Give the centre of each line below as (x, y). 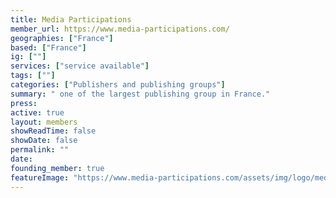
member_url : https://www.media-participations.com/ (120, 29)
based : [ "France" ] (48, 47)
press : (24, 103)
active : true (37, 112)
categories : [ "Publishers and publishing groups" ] (118, 85)
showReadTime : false (53, 131)
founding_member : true (57, 168)
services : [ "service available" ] (80, 66)
